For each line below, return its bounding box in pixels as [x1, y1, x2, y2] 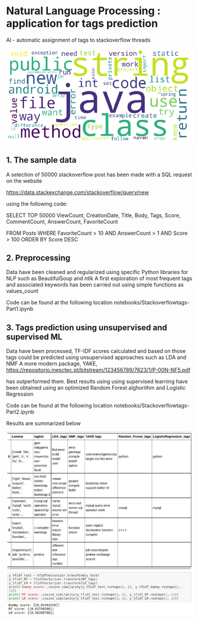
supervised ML [6, 332, 63, 342]
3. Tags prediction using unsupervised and [6, 322, 167, 333]
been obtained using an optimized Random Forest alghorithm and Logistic [6, 384, 186, 391]
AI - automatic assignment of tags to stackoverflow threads [6, 36, 151, 43]
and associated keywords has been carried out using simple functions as [6, 281, 184, 288]
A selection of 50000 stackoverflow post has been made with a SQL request [6, 171, 192, 178]
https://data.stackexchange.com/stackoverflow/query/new [6, 189, 149, 196]
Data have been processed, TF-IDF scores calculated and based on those [6, 348, 186, 355]
